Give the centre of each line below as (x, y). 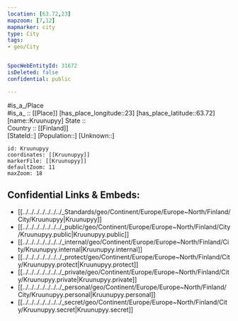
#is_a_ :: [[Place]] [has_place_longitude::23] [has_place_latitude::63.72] (111, 113)
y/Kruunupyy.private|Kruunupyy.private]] (77, 280)
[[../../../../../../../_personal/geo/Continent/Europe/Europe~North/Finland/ (122, 287)
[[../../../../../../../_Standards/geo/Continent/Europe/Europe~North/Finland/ (124, 212)
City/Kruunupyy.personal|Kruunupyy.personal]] (86, 295)
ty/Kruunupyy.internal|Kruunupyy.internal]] (80, 249)
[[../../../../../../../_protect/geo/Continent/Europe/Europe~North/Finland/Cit (124, 257)
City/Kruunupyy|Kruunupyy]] (59, 220)
